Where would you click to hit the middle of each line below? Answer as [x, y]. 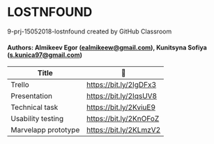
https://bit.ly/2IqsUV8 [122, 96]
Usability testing [37, 119]
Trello [20, 85]
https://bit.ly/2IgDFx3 [121, 85]
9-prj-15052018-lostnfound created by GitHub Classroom [90, 31]
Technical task [35, 107]
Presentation [31, 96]
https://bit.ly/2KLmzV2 [123, 130]
